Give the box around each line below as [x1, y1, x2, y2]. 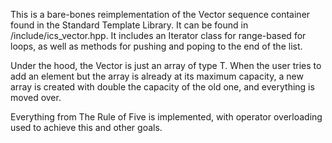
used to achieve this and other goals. [10, 122, 163, 133]
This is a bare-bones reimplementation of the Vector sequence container [10, 9, 311, 20]
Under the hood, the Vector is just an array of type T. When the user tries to [10, 60, 322, 71]
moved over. [10, 92, 62, 103]
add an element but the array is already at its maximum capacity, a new [10, 70, 304, 82]
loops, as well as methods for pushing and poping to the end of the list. [10, 40, 303, 52]
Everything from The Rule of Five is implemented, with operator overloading [10, 111, 323, 123]
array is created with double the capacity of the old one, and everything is [10, 81, 315, 93]
